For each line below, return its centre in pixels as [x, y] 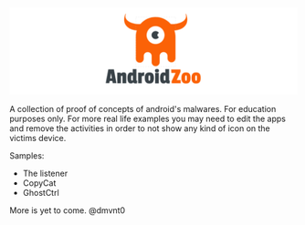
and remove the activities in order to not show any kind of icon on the [140, 128]
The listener [45, 173]
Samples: [27, 155]
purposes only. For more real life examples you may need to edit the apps [147, 118]
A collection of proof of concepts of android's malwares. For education [143, 108]
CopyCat [39, 183]
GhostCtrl [41, 192]
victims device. [38, 138]
